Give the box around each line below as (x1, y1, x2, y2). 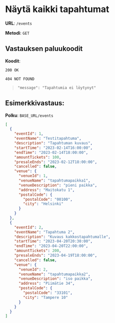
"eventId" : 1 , (14, 131, 43, 136)
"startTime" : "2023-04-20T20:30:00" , (14, 239, 93, 244)
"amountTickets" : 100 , (14, 154, 61, 159)
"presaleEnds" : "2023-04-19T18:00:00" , (14, 253, 97, 258)
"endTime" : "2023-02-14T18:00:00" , (14, 150, 88, 155)
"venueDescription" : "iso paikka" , (18, 276, 93, 281)
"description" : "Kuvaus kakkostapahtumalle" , (14, 234, 111, 239)
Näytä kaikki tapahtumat (5, 4, 109, 15)
